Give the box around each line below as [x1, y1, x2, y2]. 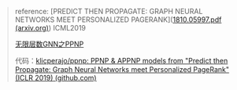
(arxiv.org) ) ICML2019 [14, 23, 87, 32]
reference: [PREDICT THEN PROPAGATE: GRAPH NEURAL [14, 7, 203, 16]
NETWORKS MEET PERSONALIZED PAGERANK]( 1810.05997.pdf [14, 15, 222, 24]
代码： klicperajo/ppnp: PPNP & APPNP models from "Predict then [14, 56, 228, 65]
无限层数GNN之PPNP [14, 39, 84, 49]
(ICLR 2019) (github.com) [14, 74, 97, 82]
